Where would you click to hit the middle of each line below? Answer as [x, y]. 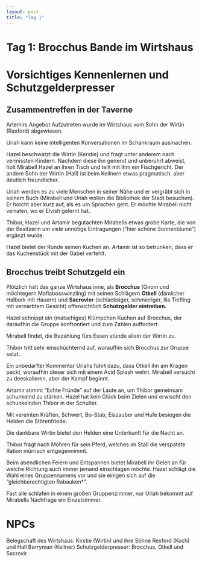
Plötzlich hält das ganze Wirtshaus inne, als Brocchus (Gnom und [88, 286]
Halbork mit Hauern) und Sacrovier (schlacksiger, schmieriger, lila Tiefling [99, 300]
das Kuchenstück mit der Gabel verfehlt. [56, 253]
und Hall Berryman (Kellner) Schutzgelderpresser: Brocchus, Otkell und [95, 547]
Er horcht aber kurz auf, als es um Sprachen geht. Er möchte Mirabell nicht [99, 204]
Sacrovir [17, 554]
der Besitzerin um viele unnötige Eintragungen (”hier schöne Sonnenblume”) [101, 229]
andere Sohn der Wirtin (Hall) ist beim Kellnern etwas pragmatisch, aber [96, 173]
